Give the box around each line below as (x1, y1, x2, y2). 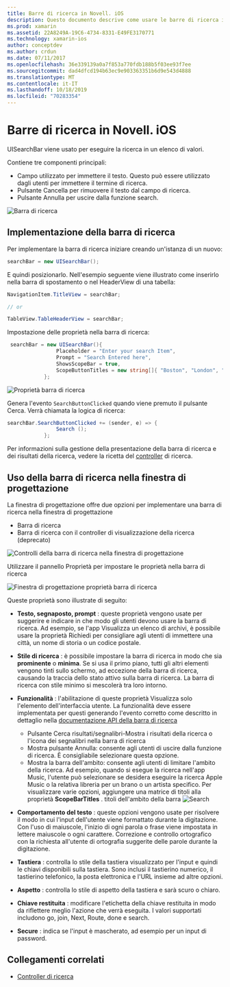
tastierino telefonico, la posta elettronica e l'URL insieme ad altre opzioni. (16, 872, 223, 881)
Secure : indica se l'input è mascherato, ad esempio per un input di (16, 927, 207, 935)
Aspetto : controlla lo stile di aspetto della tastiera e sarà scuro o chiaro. (16, 886, 220, 894)
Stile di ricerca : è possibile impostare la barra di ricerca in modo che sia (16, 652, 222, 660)
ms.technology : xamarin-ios (7, 36, 88, 42)
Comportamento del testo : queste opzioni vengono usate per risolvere (16, 808, 220, 816)
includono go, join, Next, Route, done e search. (16, 913, 150, 922)
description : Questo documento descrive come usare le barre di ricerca (7, 16, 219, 23)
